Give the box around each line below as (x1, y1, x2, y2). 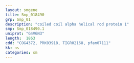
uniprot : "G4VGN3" (5, 31, 44, 36)
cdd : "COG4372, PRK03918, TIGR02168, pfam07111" (5, 41, 111, 46)
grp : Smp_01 (5, 17, 31, 22)
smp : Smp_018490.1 (5, 26, 44, 31)
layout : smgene (5, 7, 38, 13)
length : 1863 (5, 36, 36, 41)
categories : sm (5, 50, 38, 55)
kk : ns (5, 45, 19, 50)
